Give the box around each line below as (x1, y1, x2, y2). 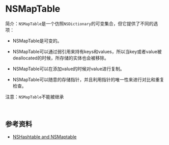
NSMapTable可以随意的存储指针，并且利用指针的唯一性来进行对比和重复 (12, 76, 164, 82)
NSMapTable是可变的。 (12, 38, 62, 44)
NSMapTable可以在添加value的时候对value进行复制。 (12, 66, 125, 72)
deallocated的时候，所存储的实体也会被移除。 (12, 54, 109, 61)
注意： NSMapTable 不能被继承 (5, 94, 64, 100)
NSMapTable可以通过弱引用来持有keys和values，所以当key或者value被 (12, 48, 162, 54)
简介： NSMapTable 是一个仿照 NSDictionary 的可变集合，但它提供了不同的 (5, 20, 154, 26)
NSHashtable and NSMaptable (12, 133, 77, 140)
